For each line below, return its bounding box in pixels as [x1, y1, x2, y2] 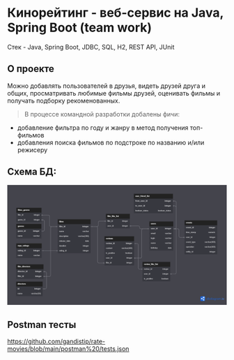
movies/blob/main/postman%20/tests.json [7, 345, 130, 353]
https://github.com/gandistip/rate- [7, 337, 106, 345]
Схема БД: [7, 166, 57, 178]
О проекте [7, 63, 54, 75]
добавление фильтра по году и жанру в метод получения [17, 123, 189, 132]
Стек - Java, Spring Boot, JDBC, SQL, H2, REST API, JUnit [7, 43, 175, 51]
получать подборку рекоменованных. [7, 96, 120, 105]
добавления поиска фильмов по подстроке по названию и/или [17, 138, 205, 147]
